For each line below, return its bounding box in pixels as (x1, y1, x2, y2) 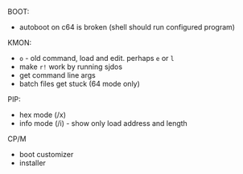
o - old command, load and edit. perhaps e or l (19, 54, 175, 63)
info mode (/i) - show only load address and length (19, 119, 188, 127)
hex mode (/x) (19, 110, 66, 119)
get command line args (19, 71, 96, 79)
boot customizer (19, 150, 74, 159)
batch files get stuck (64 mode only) (19, 79, 140, 88)
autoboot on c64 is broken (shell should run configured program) (19, 22, 235, 31)
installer (19, 158, 46, 168)
